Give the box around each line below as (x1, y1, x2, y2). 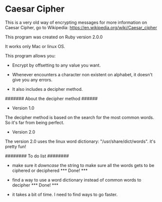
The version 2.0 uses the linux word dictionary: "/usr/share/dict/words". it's (5, 138, 156, 144)
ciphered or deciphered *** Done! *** (12, 168, 88, 173)
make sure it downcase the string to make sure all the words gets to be (12, 162, 155, 168)
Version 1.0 (12, 105, 35, 111)
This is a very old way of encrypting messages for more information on (5, 19, 147, 25)
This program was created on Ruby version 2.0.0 (5, 34, 103, 40)
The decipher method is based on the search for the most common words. (5, 114, 154, 120)
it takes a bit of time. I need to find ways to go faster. (12, 191, 118, 197)
